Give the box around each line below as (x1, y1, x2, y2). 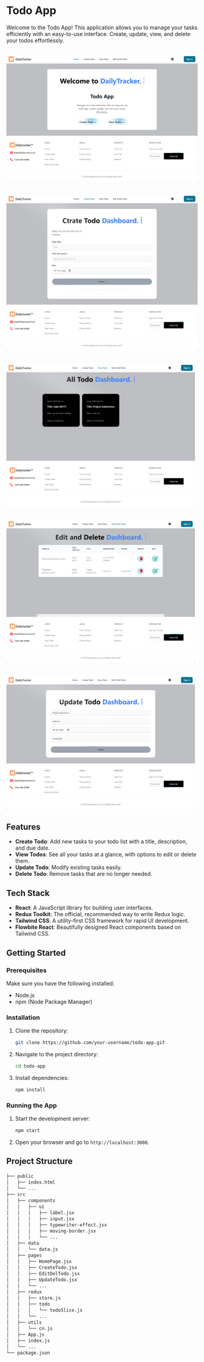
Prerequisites (6, 966, 47, 975)
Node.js (15, 991, 35, 999)
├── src (6, 1191, 26, 1198)
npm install (15, 1087, 46, 1093)
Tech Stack (6, 887, 50, 898)
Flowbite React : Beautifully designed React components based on (15, 923, 181, 931)
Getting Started (6, 948, 66, 958)
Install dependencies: (15, 1074, 69, 1081)
